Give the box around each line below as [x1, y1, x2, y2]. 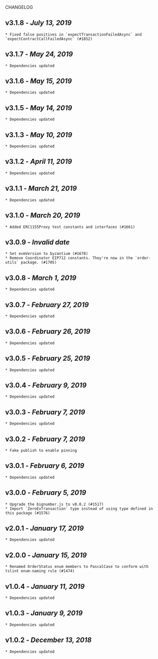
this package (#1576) [5, 510, 50, 515]
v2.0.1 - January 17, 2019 [5, 524, 84, 533]
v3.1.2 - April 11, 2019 [5, 157, 72, 166]
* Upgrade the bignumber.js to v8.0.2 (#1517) [5, 502, 104, 507]
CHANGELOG [5, 5, 33, 10]
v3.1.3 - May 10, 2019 [5, 130, 72, 139]
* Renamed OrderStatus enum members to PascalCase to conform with [5, 564, 149, 569]
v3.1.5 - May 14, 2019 [5, 104, 72, 112]
